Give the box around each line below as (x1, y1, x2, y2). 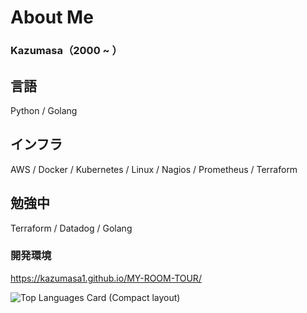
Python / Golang (10, 104, 78, 116)
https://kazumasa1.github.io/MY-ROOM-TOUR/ (10, 272, 202, 284)
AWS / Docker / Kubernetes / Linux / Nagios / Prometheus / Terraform (10, 163, 298, 175)
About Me (10, 6, 94, 29)
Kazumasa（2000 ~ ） (10, 44, 123, 58)
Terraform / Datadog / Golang (10, 222, 133, 234)
